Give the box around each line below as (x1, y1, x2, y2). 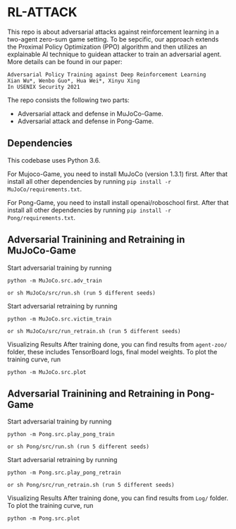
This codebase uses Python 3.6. (7, 156, 101, 164)
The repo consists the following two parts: (7, 96, 130, 104)
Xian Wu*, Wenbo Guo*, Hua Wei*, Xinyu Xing (7, 77, 140, 85)
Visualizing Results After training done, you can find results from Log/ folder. (7, 494, 229, 502)
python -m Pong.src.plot (7, 515, 80, 522)
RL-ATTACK (7, 4, 77, 20)
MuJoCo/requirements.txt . (7, 185, 82, 193)
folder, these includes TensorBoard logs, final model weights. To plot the (7, 347, 218, 356)
